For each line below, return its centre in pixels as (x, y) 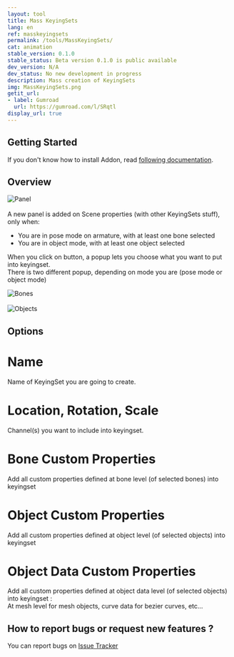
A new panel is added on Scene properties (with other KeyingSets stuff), (114, 214)
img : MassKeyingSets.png (44, 87)
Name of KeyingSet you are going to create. (72, 382)
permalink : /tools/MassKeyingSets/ (60, 41)
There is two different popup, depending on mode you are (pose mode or (115, 273)
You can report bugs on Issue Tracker (63, 646)
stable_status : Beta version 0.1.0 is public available (92, 61)
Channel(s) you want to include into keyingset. (76, 430)
